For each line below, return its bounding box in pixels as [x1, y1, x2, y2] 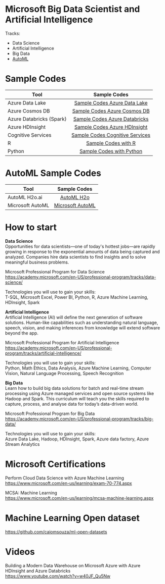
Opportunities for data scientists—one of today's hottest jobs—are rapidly [5, 243, 156, 249]
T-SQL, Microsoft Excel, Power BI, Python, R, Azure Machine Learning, [5, 294, 149, 300]
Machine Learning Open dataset [5, 512, 140, 524]
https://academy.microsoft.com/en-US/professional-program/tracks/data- [5, 274, 157, 280]
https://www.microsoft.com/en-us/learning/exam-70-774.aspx [5, 480, 132, 486]
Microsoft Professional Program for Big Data [5, 410, 95, 417]
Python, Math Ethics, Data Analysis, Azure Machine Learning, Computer [5, 365, 152, 371]
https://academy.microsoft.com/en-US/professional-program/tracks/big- [5, 416, 154, 422]
